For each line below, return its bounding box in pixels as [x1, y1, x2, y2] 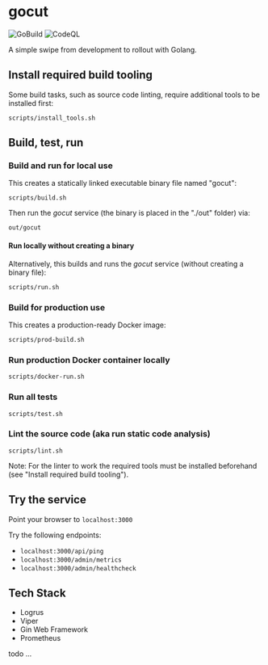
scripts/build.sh [8, 194, 67, 202]
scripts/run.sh [8, 283, 60, 291]
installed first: [8, 98, 54, 107]
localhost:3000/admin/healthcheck [19, 564, 136, 572]
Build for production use [8, 301, 106, 313]
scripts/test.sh [8, 410, 63, 418]
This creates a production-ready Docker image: [8, 320, 167, 330]
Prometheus [19, 633, 61, 643]
